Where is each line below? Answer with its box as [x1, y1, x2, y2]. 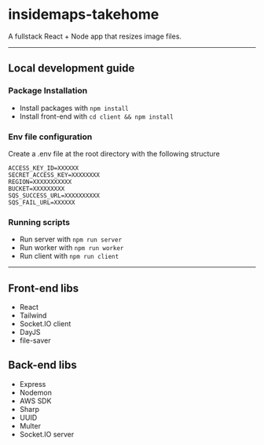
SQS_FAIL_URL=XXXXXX [8, 198, 76, 206]
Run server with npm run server [19, 234, 123, 245]
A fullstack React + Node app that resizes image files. [8, 31, 182, 41]
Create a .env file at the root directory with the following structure [8, 149, 220, 158]
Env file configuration [8, 131, 93, 142]
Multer [19, 421, 42, 430]
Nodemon [19, 388, 53, 397]
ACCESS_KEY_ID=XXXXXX [8, 164, 79, 172]
